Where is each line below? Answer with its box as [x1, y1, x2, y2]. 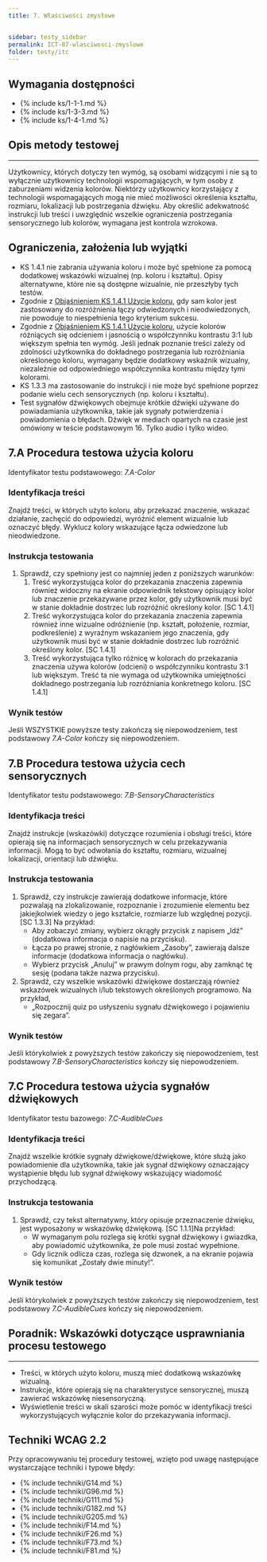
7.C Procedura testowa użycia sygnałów [8, 1080, 211, 1093]
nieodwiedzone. [8, 531, 61, 540]
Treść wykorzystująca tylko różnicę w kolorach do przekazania [31, 653, 238, 663]
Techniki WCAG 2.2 [8, 1434, 107, 1446]
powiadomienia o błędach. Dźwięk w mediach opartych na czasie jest [19, 414, 248, 424]
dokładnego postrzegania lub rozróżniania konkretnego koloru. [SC [31, 679, 252, 689]
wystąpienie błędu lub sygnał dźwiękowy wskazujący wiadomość [8, 1168, 222, 1178]
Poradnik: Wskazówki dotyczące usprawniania [8, 1327, 245, 1340]
